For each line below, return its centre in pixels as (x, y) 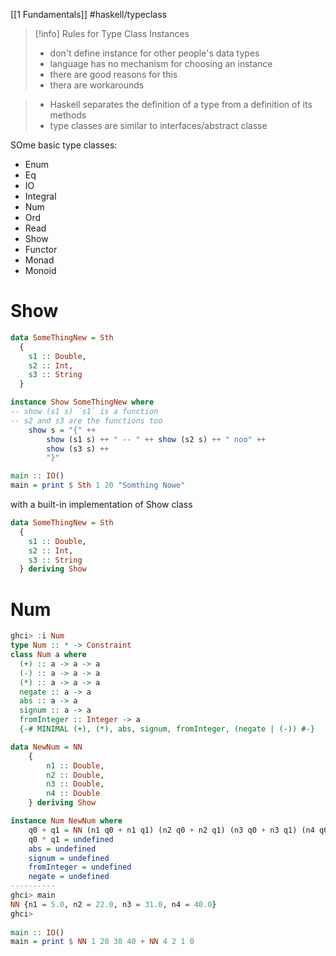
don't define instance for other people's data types (154, 53)
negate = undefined (69, 877)
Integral (40, 196)
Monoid (40, 270)
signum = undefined (69, 858)
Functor (41, 249)
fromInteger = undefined (80, 867)
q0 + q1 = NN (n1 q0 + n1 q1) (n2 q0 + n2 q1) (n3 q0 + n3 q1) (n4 (171, 830)
